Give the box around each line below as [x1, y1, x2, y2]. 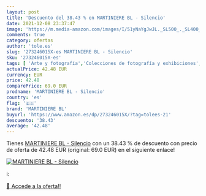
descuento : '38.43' [6, 117, 56, 123]
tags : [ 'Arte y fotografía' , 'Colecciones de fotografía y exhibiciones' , [6, 60, 202, 66]
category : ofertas [6, 37, 53, 43]
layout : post [6, 9, 40, 15]
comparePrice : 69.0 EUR [6, 83, 67, 89]
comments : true [6, 32, 45, 38]
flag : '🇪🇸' [6, 100, 37, 106]
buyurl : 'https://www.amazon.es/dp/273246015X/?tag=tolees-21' [6, 111, 172, 118]
